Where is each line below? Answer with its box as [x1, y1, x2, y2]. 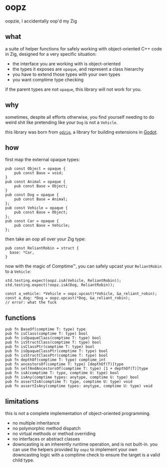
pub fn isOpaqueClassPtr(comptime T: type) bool [5, 349, 108, 354]
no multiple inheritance [12, 420, 60, 426]
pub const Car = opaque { [5, 219, 59, 224]
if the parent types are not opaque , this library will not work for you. [5, 86, 142, 92]
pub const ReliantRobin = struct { [5, 246, 79, 251]
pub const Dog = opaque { [5, 193, 59, 198]
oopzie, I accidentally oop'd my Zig [5, 18, 77, 24]
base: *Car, [9, 250, 35, 255]
